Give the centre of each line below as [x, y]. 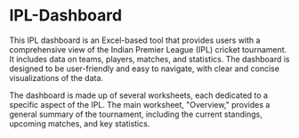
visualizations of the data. [57, 77]
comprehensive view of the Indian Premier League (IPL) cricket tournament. [148, 49]
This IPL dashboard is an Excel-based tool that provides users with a [135, 40]
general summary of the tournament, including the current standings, [136, 114]
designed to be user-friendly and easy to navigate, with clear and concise [145, 69]
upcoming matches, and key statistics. [80, 123]
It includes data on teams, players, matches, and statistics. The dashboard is [149, 59]
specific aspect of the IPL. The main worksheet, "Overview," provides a [140, 104]
